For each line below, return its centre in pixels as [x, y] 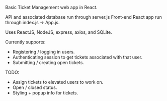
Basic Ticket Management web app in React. [51, 7]
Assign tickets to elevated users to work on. [58, 82]
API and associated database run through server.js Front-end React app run [83, 17]
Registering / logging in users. [44, 52]
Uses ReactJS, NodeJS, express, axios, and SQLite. [59, 32]
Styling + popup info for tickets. [45, 93]
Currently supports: [25, 42]
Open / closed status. [35, 87]
